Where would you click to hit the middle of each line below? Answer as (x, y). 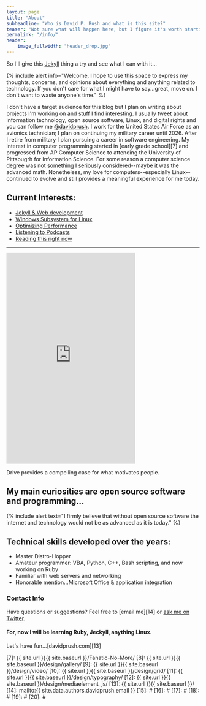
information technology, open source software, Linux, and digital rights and (101, 120)
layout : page (23, 12)
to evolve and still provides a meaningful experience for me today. (116, 178)
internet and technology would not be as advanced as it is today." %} (93, 522)
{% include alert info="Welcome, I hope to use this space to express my (97, 75)
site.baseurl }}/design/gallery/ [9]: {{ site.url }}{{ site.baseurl (82, 664)
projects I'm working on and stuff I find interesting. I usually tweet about (97, 113)
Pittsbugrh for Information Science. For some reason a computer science (98, 159)
